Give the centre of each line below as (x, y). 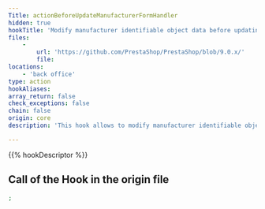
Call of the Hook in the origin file (89, 179)
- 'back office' (49, 74)
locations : (26, 67)
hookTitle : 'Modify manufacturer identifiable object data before (119, 30)
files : (19, 37)
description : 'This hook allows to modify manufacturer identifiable (125, 125)
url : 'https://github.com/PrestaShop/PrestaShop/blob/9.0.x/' (141, 52)
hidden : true (30, 23)
